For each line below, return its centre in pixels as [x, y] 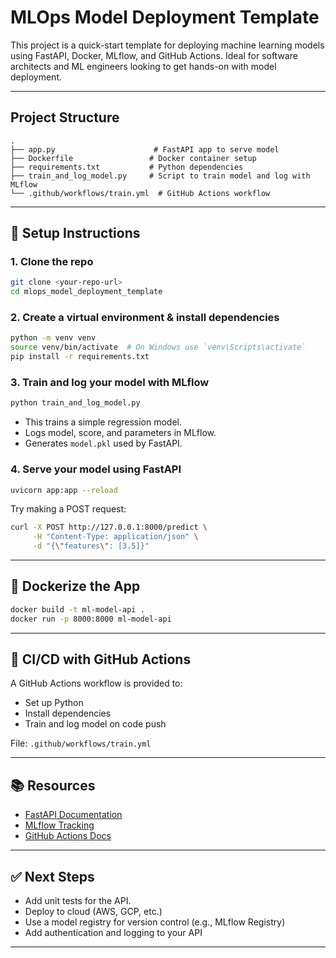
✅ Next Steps [52, 876]
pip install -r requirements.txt [80, 357]
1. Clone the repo [52, 262]
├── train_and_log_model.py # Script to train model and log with [160, 176]
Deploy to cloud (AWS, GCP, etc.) [93, 912]
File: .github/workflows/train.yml [81, 743]
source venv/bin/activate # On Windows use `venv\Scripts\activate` [158, 347]
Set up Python [54, 703]
